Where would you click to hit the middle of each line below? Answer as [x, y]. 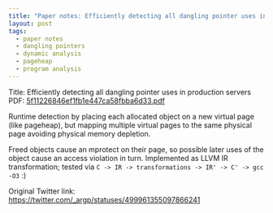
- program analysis [49, 69]
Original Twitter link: [42, 191]
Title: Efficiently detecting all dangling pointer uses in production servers [130, 92]
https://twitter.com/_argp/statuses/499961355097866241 [104, 199]
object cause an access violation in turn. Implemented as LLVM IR [119, 158]
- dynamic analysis [49, 54]
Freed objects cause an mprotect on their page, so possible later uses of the [136, 149]
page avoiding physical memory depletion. [80, 133]
